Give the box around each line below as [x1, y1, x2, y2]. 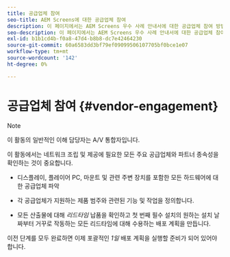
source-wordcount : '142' [7, 55, 78, 62]
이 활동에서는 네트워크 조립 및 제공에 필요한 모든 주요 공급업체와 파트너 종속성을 [7, 150, 219, 158]
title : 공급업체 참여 [7, 10, 60, 17]
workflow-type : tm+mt [7, 49, 69, 55]
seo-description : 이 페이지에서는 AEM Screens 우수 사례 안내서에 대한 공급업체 [7, 29, 214, 36]
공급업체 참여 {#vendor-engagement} [7, 98, 219, 113]
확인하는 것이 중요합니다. [7, 159, 73, 167]
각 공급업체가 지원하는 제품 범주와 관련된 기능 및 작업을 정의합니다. [16, 196, 194, 204]
